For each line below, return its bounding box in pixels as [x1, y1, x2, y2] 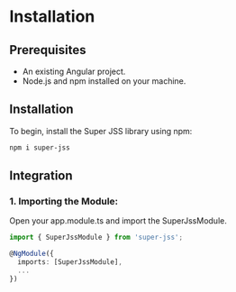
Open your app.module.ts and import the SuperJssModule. [9, 215, 227, 226]
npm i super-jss [9, 142, 70, 152]
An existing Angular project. [22, 66, 126, 77]
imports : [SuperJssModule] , [17, 258, 123, 267]
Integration [9, 169, 74, 184]
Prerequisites [9, 42, 86, 58]
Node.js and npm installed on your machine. [22, 76, 186, 87]
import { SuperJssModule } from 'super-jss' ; [9, 233, 183, 242]
